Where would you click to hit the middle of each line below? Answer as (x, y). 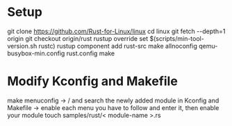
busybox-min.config (36, 53)
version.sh (22, 46)
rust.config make (91, 53)
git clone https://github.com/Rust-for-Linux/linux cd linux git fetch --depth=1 (116, 31)
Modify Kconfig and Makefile (93, 81)
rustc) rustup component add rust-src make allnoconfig (118, 46)
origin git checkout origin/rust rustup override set (78, 38)
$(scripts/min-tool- (177, 38)
